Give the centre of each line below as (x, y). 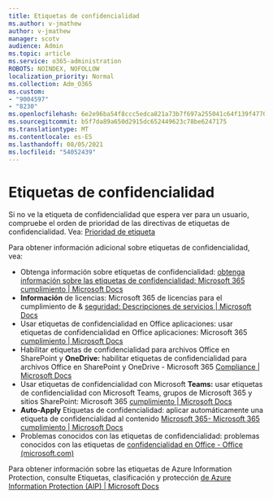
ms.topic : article (39, 54)
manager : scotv (34, 39)
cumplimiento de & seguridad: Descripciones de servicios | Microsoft (136, 306)
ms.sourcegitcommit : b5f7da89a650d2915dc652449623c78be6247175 (118, 122)
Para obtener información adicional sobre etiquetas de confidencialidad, (129, 248)
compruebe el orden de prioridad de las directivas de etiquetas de (119, 223)
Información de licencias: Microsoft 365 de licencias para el (121, 298)
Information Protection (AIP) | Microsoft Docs (84, 486)
